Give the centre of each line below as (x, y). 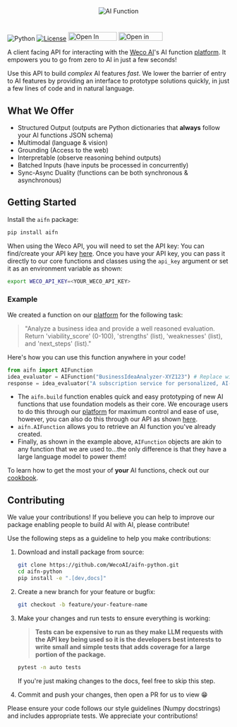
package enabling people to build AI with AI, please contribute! (98, 525)
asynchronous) (39, 180)
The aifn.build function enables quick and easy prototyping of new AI (120, 397)
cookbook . (23, 478)
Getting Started (42, 202)
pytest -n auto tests (49, 667)
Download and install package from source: (81, 552)
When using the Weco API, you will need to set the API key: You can (106, 246)
